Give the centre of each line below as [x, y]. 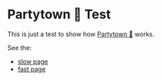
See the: [20, 47]
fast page [32, 69]
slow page [33, 61]
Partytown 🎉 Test [59, 15]
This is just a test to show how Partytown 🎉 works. [81, 34]
